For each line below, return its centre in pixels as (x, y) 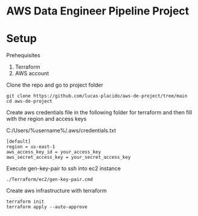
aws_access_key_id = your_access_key (54, 152)
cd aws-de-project (29, 101)
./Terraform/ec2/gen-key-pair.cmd (50, 180)
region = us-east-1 (31, 147)
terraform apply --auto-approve (47, 207)
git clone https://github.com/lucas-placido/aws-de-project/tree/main (97, 96)
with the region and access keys (46, 119)
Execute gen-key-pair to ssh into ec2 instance (64, 168)
